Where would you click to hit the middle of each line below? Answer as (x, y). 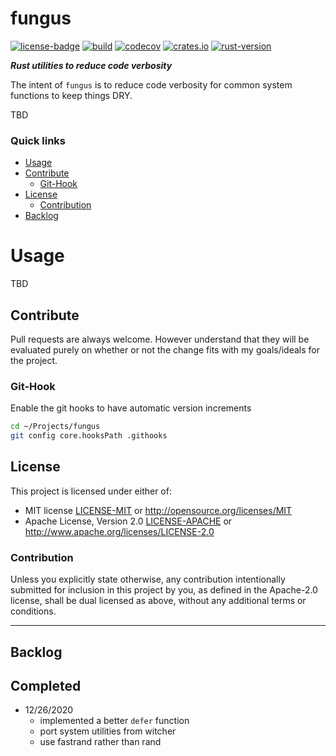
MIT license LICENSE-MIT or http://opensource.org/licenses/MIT (158, 510)
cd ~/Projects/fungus (55, 427)
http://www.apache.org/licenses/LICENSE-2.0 (119, 531)
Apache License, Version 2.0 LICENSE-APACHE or (128, 521)
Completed (46, 685)
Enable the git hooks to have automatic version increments (131, 408)
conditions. (33, 611)
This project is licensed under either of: (91, 491)
